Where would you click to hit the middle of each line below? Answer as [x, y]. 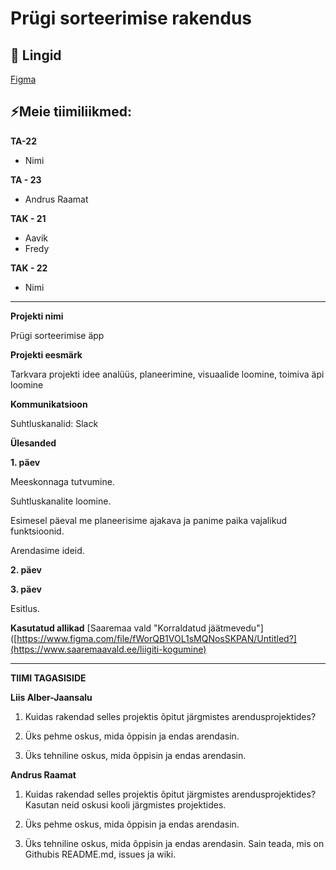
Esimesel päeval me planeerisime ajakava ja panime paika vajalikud [149, 520]
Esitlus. [25, 608]
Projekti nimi [37, 316]
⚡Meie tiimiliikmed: [71, 112]
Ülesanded [33, 443]
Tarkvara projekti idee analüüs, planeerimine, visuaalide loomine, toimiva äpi [167, 374]
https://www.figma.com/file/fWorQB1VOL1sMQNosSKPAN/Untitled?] [156, 638]
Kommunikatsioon [49, 404]
